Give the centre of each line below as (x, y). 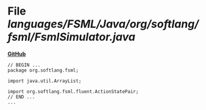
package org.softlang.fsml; (43, 70)
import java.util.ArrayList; (44, 81)
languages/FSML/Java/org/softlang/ (103, 24)
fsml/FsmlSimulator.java (71, 37)
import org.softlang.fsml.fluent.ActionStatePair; (73, 91)
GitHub (17, 53)
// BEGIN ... (24, 65)
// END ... (21, 97)
